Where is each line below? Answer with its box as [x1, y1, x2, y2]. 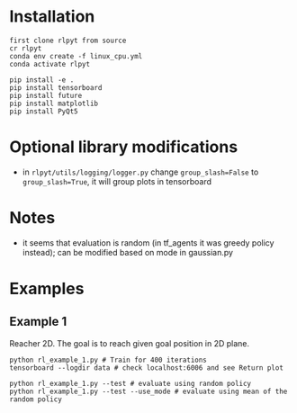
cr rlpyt [9, 43, 42, 53]
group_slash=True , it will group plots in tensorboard [22, 175, 212, 186]
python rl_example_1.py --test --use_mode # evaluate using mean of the [9, 387, 288, 396]
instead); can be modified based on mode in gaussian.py [22, 247, 234, 257]
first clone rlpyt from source [9, 36, 127, 45]
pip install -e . [9, 75, 75, 85]
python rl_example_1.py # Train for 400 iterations [9, 355, 207, 364]
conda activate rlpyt [9, 59, 91, 68]
